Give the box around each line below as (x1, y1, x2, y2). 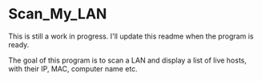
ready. (8, 39, 30, 49)
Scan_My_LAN (8, 5, 107, 23)
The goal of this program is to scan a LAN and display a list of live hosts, (8, 55, 247, 65)
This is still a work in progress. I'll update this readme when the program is (8, 31, 254, 41)
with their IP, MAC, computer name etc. (8, 63, 138, 73)
